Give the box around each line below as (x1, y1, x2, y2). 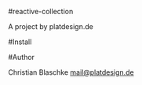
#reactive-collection (8, 7, 74, 16)
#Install (8, 37, 32, 46)
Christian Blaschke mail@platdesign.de (8, 68, 135, 77)
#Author (8, 53, 35, 61)
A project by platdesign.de (8, 22, 94, 31)
